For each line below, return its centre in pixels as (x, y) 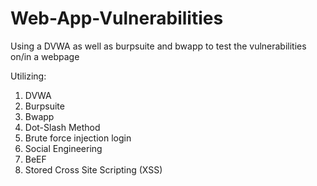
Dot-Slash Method (62, 127)
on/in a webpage (45, 56)
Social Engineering (63, 148)
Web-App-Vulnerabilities (117, 18)
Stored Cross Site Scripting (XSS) (93, 169)
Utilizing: (28, 76)
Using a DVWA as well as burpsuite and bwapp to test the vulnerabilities (158, 46)
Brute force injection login (78, 138)
